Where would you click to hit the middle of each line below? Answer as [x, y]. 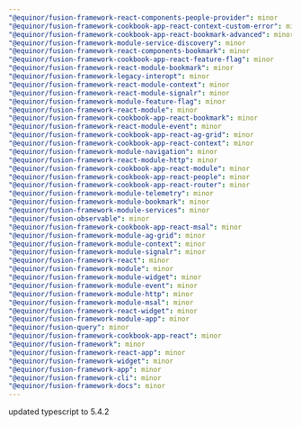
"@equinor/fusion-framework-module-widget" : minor [105, 277]
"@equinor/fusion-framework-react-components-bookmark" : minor [129, 51]
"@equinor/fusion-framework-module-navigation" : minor [113, 151]
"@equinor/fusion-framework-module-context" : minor [107, 244]
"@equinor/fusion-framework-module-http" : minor [101, 294]
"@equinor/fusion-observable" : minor [79, 218]
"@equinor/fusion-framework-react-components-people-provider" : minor [143, 18]
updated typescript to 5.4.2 [59, 412]
